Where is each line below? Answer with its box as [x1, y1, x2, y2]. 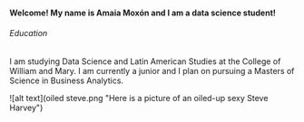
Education [9, 28, 48, 39]
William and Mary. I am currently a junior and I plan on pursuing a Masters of [9, 65, 295, 76]
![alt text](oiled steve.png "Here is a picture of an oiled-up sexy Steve [9, 92, 269, 103]
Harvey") [9, 102, 44, 113]
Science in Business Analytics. [9, 75, 124, 86]
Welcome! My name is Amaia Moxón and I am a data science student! [9, 7, 277, 18]
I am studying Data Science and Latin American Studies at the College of [9, 55, 281, 67]
